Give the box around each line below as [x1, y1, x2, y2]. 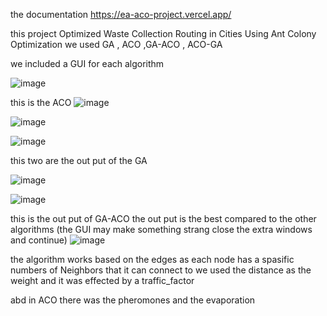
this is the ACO [10, 97, 72, 108]
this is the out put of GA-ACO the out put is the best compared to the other [10, 213, 317, 224]
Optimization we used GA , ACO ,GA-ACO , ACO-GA [10, 39, 223, 50]
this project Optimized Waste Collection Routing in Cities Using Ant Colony [10, 28, 317, 39]
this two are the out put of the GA [10, 155, 148, 166]
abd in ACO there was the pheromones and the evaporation [10, 294, 256, 306]
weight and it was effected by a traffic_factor [10, 275, 195, 286]
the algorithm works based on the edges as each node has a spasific [10, 254, 295, 265]
